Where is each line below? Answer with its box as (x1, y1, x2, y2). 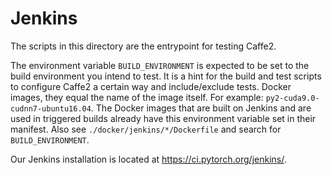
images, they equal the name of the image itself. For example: (10, 91, 264, 103)
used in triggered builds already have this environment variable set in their (10, 112, 317, 124)
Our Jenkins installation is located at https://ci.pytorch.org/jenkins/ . (10, 153, 287, 165)
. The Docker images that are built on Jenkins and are (90, 102, 312, 114)
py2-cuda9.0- (265, 93, 320, 103)
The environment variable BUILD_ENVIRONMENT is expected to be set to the (10, 59, 310, 71)
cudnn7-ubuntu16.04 (10, 103, 92, 114)
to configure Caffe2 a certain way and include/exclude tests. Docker (10, 80, 292, 92)
